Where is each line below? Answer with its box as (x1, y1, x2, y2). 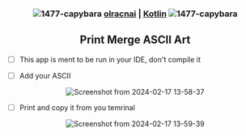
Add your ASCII (19, 70, 71, 80)
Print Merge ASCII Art (79, 33, 191, 47)
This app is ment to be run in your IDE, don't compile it (19, 54, 201, 64)
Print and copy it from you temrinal (19, 102, 135, 113)
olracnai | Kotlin (103, 8, 168, 19)
